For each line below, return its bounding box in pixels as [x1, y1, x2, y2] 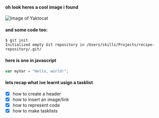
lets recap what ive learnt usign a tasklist [5, 80, 93, 86]
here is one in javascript [5, 57, 57, 63]
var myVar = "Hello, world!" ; [5, 69, 69, 74]
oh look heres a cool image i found [5, 4, 79, 10]
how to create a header [12, 91, 62, 97]
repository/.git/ [5, 47, 42, 52]
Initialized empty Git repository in [5, 42, 85, 47]
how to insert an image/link [12, 96, 69, 102]
